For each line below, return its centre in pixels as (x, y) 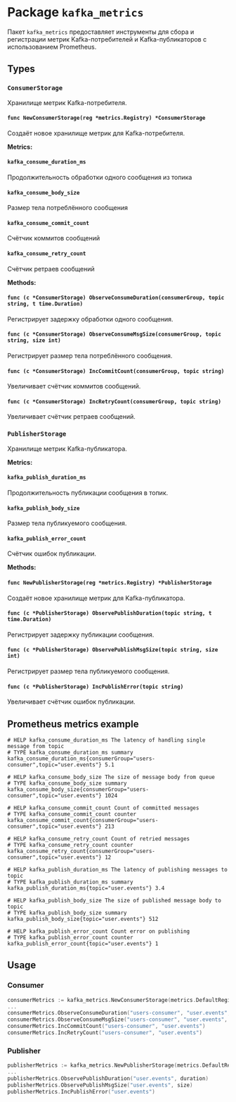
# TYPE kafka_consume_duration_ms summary (70, 752)
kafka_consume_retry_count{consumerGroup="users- (81, 851)
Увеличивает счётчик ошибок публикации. (71, 702)
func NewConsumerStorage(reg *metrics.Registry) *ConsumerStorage (106, 118)
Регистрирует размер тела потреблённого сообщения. (90, 356)
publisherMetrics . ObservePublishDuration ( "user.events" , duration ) (108, 1078)
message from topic (36, 746)
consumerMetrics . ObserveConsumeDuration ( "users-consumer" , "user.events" (118, 1013)
